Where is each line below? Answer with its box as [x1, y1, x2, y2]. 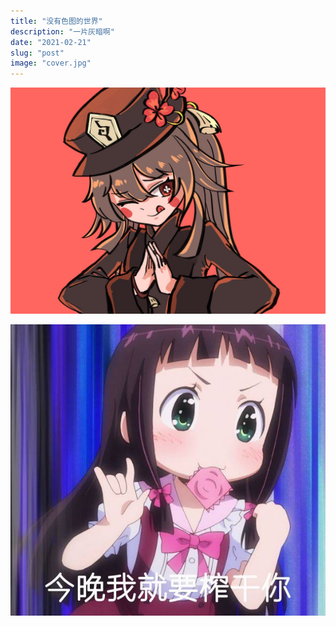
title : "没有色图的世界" [10, 16, 103, 26]
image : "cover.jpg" [10, 58, 92, 69]
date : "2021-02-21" [10, 37, 92, 47]
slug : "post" [10, 48, 65, 58]
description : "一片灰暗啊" [10, 26, 115, 37]
